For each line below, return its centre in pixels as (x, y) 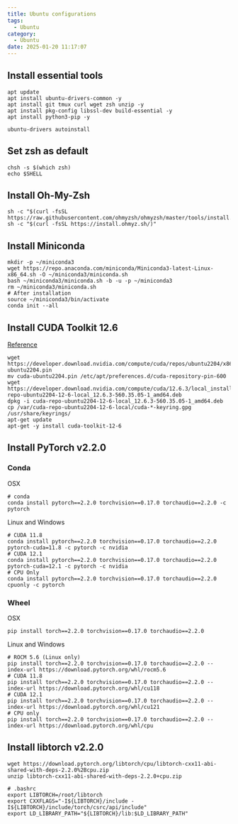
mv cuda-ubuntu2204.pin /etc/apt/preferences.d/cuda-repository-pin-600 (117, 376)
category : (22, 34)
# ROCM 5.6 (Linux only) (44, 658)
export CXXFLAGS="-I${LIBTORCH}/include (68, 801)
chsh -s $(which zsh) (39, 168)
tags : (15, 21)
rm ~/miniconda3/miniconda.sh (52, 287)
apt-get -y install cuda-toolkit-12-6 (64, 426)
